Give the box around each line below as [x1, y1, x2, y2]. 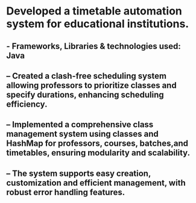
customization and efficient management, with [6, 178, 186, 188]
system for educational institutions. [6, 17, 189, 31]
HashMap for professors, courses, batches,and [6, 139, 189, 149]
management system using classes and [6, 129, 159, 139]
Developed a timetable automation [6, 4, 182, 18]
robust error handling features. [6, 187, 125, 197]
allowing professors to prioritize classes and [6, 80, 177, 90]
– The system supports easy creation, [6, 168, 151, 178]
